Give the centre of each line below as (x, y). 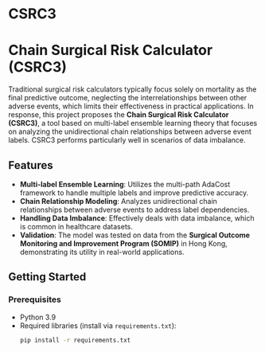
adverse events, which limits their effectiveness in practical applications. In (131, 106)
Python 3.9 (38, 317)
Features (31, 165)
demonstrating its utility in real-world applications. (102, 252)
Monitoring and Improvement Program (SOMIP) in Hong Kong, (124, 243)
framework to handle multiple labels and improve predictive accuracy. (134, 193)
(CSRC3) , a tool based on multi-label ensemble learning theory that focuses (133, 123)
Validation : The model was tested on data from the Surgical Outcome (135, 235)
